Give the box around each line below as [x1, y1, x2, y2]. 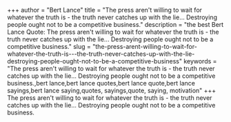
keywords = [183, 57, 217, 65]
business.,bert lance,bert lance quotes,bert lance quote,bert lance [7, 79, 195, 87]
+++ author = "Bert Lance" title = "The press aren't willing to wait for [7, 6, 202, 14]
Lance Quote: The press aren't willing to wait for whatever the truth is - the [7, 28, 219, 36]
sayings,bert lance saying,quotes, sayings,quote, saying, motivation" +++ [7, 86, 217, 94]
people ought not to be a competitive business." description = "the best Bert [7, 21, 224, 28]
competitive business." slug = [7, 43, 92, 50]
